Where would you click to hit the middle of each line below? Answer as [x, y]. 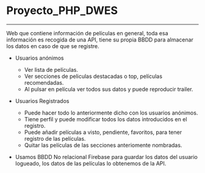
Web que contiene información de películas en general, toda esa [88, 33]
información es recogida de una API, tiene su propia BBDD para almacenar [100, 40]
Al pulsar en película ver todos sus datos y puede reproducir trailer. [109, 89]
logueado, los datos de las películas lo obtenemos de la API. [91, 163]
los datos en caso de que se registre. [53, 46]
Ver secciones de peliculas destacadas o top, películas [93, 76]
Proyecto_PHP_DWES [62, 11]
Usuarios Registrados [42, 101]
